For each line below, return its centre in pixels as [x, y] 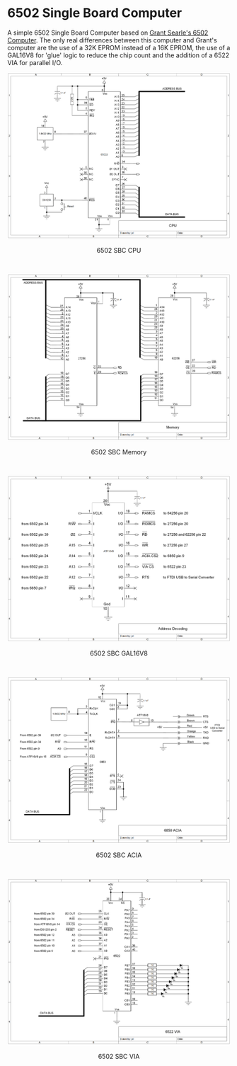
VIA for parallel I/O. [35, 62]
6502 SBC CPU [119, 251]
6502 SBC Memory [119, 452]
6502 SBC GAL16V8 [119, 653]
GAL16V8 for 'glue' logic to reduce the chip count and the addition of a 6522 [118, 55]
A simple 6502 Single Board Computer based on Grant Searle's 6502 [108, 33]
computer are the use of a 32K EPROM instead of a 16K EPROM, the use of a [119, 47]
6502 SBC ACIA [119, 855]
